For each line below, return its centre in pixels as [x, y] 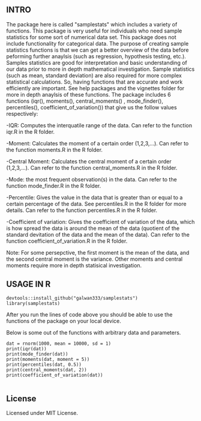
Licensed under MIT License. [42, 413]
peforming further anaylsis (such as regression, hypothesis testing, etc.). [96, 56]
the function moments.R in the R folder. [55, 150]
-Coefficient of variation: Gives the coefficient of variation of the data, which [100, 222]
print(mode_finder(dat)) [37, 354]
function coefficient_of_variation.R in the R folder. [67, 241]
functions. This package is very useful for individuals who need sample [94, 31]
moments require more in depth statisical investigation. [74, 265]
